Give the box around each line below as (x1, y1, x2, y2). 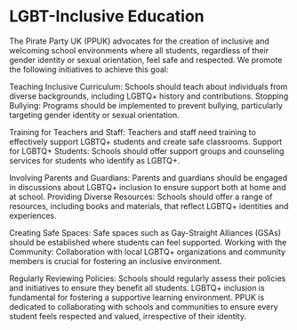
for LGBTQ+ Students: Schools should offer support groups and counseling (9, 145, 285, 157)
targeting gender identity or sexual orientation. (9, 109, 180, 120)
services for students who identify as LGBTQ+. (9, 155, 181, 165)
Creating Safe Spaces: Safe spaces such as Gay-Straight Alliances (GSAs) (9, 227, 282, 237)
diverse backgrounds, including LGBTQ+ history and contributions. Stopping (9, 91, 289, 101)
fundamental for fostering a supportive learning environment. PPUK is (9, 292, 265, 302)
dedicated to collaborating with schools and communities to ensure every (9, 301, 278, 312)
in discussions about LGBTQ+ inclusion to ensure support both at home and (9, 181, 286, 192)
